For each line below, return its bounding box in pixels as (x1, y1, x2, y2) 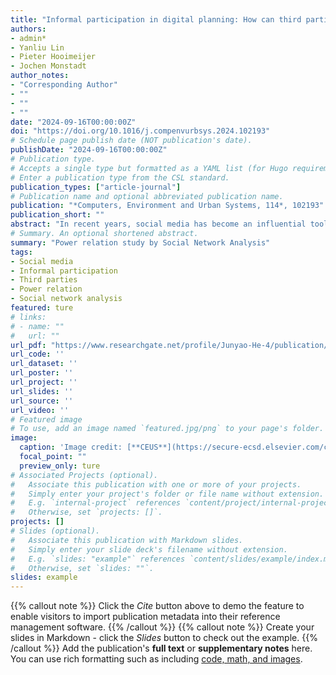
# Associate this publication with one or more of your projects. (10, 479, 302, 490)
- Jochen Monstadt (10, 61, 87, 71)
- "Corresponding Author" (10, 80, 118, 90)
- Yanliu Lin (10, 42, 65, 53)
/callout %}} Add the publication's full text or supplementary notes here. (10, 642, 313, 655)
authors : (10, 24, 47, 34)
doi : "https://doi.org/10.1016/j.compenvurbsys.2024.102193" (10, 126, 271, 136)
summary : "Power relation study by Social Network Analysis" (10, 237, 271, 248)
